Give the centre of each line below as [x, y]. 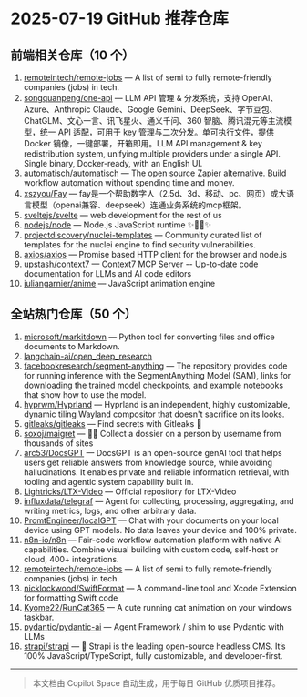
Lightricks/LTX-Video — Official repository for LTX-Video [130, 491]
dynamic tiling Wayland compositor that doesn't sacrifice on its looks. [154, 414]
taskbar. [39, 617]
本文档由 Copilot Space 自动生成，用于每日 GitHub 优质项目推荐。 [156, 682]
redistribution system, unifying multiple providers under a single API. [152, 154]
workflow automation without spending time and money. [129, 182]
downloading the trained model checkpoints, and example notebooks [153, 385]
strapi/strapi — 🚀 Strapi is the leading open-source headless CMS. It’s [154, 646]
